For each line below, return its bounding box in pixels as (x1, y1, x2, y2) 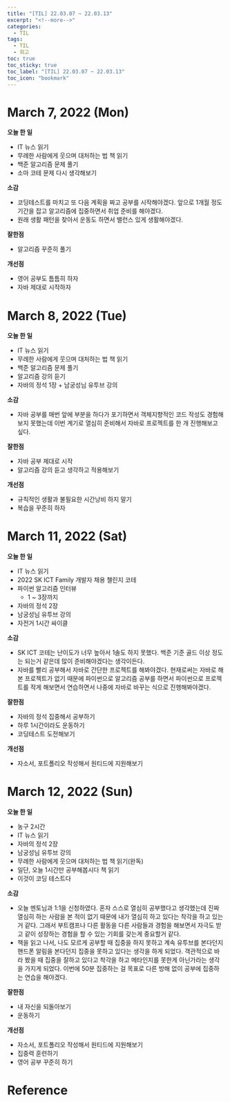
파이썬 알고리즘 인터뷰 (17, 585, 77, 593)
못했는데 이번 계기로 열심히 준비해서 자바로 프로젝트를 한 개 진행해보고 (30, 419, 219, 427)
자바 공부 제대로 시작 (17, 457, 73, 465)
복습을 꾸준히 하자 (17, 504, 66, 513)
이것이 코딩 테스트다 (17, 874, 71, 883)
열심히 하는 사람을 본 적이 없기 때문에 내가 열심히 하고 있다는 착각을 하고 (17, 912, 211, 921)
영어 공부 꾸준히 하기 (17, 1058, 73, 1067)
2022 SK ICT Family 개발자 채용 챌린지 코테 (17, 576, 137, 584)
